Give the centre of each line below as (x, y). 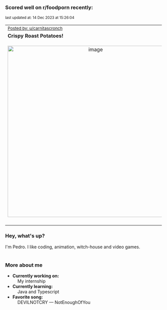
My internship (31, 281)
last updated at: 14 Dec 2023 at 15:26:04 (40, 18)
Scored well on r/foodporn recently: (49, 7)
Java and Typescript (38, 292)
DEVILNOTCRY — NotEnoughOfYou (54, 302)
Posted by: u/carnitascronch (35, 28)
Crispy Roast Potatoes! (36, 36)
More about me (24, 265)
